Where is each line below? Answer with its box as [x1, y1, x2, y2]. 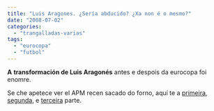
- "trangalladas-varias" [13, 29, 86, 37]
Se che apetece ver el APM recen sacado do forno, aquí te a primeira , [7, 88, 208, 97]
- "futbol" [13, 49, 45, 56]
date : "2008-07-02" [7, 17, 64, 24]
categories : [7, 23, 42, 30]
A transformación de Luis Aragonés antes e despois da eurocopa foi [7, 67, 207, 76]
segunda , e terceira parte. [7, 96, 82, 104]
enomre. [7, 75, 31, 83]
